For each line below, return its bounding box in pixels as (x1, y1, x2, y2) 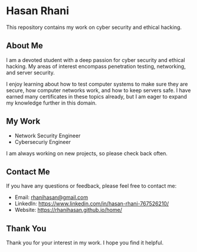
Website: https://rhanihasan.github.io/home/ (14, 207, 123, 214)
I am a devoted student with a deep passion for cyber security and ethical (6, 56, 185, 63)
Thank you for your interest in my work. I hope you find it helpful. (6, 239, 164, 246)
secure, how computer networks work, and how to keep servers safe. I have (6, 87, 191, 94)
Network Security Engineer (14, 132, 81, 139)
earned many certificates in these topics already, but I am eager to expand (6, 93, 188, 100)
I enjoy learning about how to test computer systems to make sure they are (6, 80, 188, 87)
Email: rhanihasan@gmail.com (14, 194, 88, 201)
